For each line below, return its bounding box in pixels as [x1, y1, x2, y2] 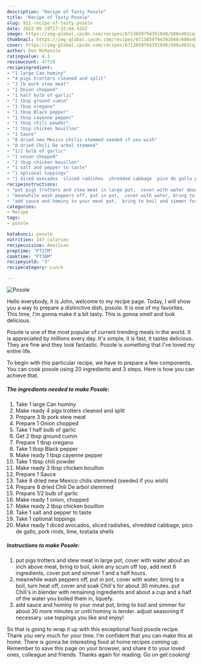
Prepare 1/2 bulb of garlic [15, 489, 79, 497]
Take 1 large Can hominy [15, 401, 77, 408]
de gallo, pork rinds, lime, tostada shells [15, 527, 114, 535]
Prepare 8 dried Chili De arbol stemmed [15, 483, 114, 490]
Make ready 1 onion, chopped [15, 496, 89, 503]
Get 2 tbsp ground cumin [15, 432, 77, 439]
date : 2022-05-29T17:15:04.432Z [7, 25, 88, 32]
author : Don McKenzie [7, 48, 61, 54]
